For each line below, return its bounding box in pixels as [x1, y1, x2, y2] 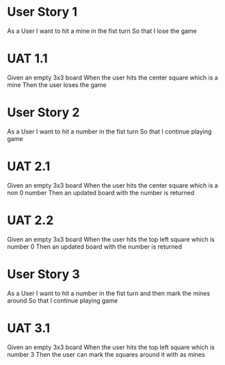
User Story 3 [7, 266, 80, 281]
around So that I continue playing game [7, 296, 118, 305]
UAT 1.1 [7, 51, 48, 66]
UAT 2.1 [7, 159, 51, 174]
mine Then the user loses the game [7, 80, 107, 89]
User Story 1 [7, 4, 77, 20]
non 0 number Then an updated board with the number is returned [7, 188, 195, 197]
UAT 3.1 [7, 320, 51, 336]
